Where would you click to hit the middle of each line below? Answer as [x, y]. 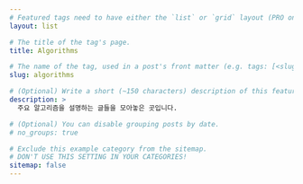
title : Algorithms [44, 50]
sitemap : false [38, 166]
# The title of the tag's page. [70, 42]
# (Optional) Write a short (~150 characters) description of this [139, 92]
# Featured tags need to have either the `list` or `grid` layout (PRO [147, 18]
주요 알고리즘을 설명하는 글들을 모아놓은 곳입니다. [97, 108]
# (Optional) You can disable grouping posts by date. [115, 124]
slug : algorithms [42, 75]
